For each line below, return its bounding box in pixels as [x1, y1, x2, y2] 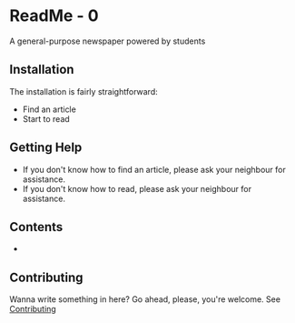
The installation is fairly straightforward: [9, 86, 158, 96]
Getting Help [9, 140, 83, 156]
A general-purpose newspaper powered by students [9, 35, 206, 46]
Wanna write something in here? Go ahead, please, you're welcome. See [9, 294, 281, 305]
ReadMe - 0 [9, 5, 99, 26]
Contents [9, 219, 64, 235]
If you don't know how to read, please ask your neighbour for [22, 183, 252, 194]
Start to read [22, 113, 70, 124]
